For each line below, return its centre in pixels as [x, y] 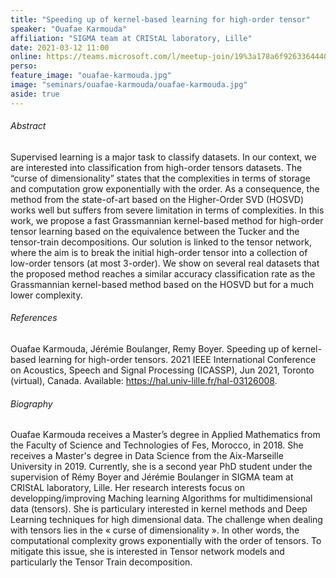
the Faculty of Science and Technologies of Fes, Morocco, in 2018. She [157, 445]
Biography [31, 403]
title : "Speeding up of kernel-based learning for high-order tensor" [160, 19]
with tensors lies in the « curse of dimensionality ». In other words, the [155, 530]
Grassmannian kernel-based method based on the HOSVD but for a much [162, 284]
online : [26, 57]
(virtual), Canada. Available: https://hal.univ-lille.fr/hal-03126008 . [144, 381]
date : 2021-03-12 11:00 [60, 47]
